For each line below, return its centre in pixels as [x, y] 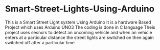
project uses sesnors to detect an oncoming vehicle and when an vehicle [79, 32]
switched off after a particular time [40, 42]
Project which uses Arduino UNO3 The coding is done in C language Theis [80, 27]
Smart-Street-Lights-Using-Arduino [80, 9]
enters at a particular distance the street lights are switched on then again [80, 37]
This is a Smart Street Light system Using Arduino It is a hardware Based [78, 22]
